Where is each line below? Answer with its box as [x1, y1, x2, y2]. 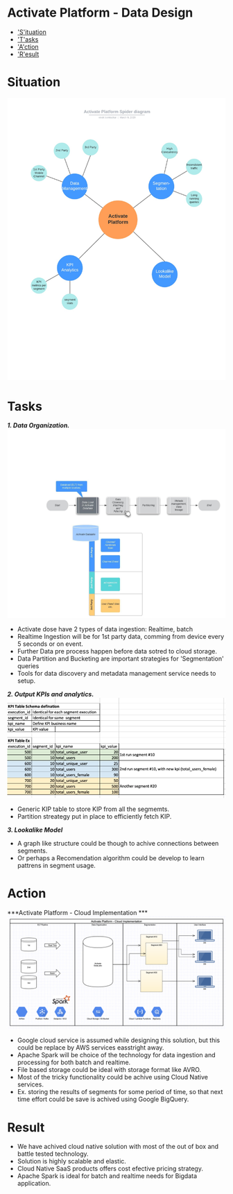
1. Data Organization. [7, 421, 70, 429]
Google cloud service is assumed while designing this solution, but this [17, 1036, 221, 1045]
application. [17, 1179, 51, 1188]
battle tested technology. [17, 1150, 89, 1158]
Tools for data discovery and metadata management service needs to [17, 669, 216, 677]
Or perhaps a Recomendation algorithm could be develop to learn [17, 853, 205, 862]
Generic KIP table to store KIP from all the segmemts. [17, 805, 170, 813]
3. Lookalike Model [7, 826, 63, 834]
